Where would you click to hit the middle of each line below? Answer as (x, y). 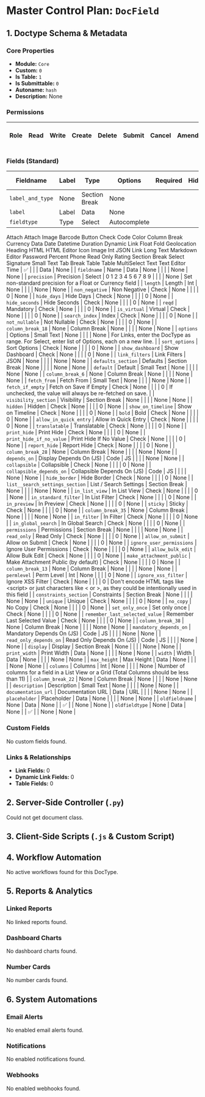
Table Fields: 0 (34, 784)
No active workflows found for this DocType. (63, 872)
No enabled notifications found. (46, 1059)
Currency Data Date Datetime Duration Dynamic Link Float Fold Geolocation (101, 244)
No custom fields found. (37, 741)
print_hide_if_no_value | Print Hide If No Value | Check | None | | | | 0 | (96, 439)
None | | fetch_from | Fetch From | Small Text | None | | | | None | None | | (99, 381)
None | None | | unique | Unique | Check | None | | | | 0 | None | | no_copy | (99, 601)
